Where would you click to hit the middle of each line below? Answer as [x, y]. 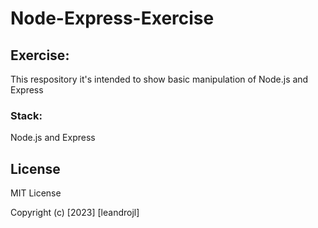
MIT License [36, 193]
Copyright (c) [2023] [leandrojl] [75, 213]
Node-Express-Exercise [112, 18]
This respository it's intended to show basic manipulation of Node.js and [159, 79]
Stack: [26, 115]
